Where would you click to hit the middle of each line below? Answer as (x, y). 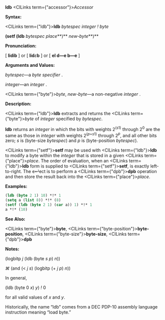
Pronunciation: (21, 46)
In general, (16, 278)
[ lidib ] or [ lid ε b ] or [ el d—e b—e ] (43, 55)
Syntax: (13, 17)
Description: (18, 104)
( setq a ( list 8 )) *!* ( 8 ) (33, 200)
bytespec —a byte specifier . (34, 75)
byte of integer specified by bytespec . (64, 119)
